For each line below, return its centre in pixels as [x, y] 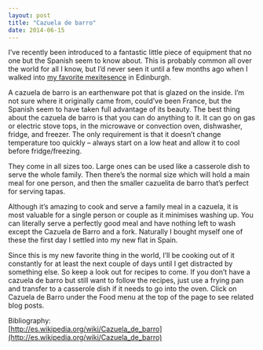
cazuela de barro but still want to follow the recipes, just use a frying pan [126, 281]
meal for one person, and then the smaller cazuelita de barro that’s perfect [128, 183]
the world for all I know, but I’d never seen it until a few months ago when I [128, 69]
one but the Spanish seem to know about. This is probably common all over [130, 61]
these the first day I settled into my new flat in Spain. [93, 240]
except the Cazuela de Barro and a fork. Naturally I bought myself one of [126, 232]
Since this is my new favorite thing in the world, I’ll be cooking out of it [122, 256]
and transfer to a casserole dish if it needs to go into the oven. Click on [122, 289]
